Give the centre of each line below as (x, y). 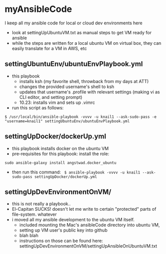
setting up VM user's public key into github (63, 230)
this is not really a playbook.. (41, 204)
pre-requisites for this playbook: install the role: (60, 154)
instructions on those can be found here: (61, 241)
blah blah (29, 236)
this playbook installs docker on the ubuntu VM (60, 148)
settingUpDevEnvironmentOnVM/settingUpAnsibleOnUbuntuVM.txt (88, 246)
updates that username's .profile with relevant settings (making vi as (89, 92)
